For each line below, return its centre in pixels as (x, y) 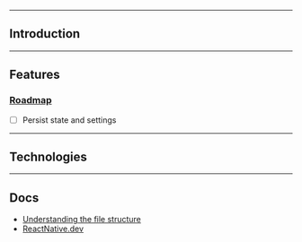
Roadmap (31, 100)
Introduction (45, 34)
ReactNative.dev (53, 229)
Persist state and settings (69, 120)
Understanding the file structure (82, 220)
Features (35, 75)
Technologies (49, 156)
